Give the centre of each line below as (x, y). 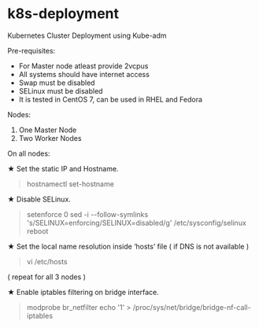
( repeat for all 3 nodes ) (46, 277)
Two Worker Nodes (50, 138)
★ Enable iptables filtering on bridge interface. (83, 292)
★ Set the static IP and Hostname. (63, 168)
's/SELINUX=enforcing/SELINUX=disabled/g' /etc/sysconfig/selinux (137, 223)
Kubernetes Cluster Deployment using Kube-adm (87, 35)
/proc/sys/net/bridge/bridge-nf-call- (192, 307)
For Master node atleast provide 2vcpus (83, 66)
